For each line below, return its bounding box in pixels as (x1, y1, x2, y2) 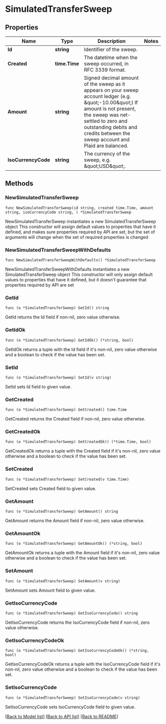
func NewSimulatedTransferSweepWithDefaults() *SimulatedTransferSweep (5, 258, 156, 263)
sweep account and (83, 136, 130, 143)
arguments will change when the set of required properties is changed (5, 234, 148, 240)
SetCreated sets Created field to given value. (5, 485, 97, 492)
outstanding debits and (83, 124, 137, 130)
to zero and (101, 117, 127, 124)
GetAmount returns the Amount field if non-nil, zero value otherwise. (5, 518, 145, 524)
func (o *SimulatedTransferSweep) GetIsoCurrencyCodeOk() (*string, (5, 648, 149, 653)
